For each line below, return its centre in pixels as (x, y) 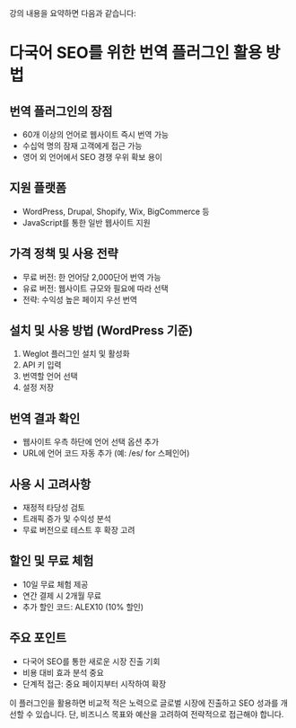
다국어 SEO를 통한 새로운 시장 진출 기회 (91, 661)
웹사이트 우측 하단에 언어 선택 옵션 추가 (91, 442)
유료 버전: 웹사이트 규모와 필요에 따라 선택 (95, 288)
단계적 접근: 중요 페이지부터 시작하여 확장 (94, 684)
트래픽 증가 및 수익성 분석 (67, 519)
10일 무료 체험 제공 (55, 584)
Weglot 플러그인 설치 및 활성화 (76, 354)
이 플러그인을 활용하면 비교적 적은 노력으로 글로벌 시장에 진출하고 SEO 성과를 (144, 703)
